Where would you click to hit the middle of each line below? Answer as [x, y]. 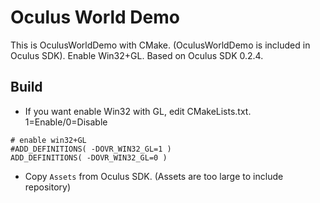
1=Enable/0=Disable [66, 122]
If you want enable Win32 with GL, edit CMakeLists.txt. [138, 111]
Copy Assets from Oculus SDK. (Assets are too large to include [154, 176]
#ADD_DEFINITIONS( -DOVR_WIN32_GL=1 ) [91, 149]
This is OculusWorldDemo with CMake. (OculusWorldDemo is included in [160, 45]
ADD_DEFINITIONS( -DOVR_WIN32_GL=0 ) [89, 157]
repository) [48, 187]
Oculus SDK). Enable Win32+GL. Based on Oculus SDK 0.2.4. [137, 55]
